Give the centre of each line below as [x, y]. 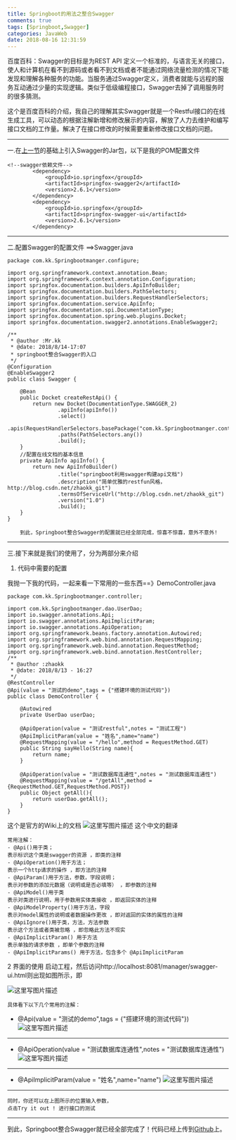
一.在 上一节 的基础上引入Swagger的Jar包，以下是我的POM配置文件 [104, 151]
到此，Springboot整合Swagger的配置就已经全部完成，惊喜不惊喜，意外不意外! [119, 533]
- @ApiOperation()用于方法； [47, 863]
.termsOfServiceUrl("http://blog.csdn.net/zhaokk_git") [141, 494]
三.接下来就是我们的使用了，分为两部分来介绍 [73, 553]
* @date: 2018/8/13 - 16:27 [51, 670]
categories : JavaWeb [38, 33]
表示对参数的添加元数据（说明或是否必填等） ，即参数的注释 [82, 885]
